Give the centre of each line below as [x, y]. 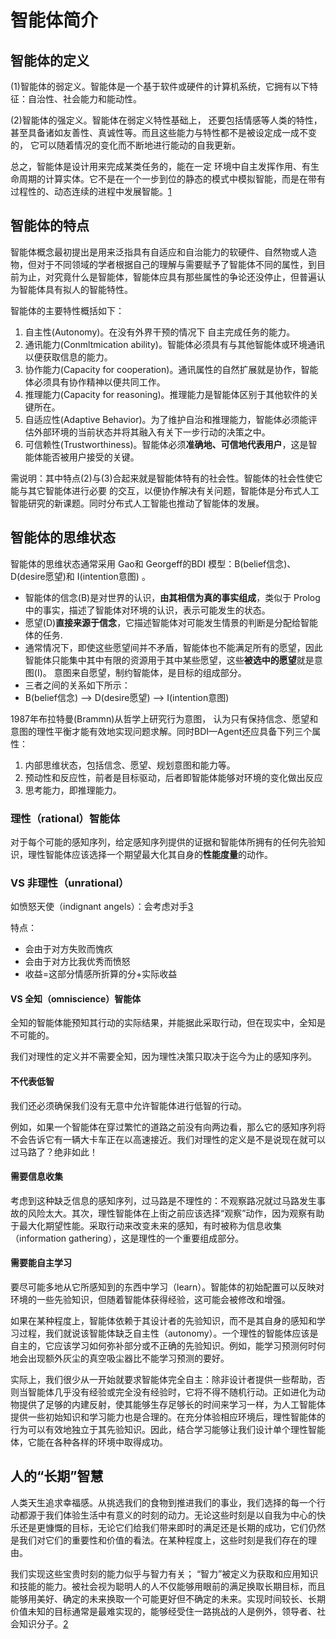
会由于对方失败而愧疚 [68, 949]
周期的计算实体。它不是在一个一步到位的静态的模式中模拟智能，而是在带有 [172, 179]
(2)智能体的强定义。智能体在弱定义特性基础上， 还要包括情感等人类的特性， [166, 120]
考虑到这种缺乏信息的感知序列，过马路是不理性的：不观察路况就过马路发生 [163, 1200]
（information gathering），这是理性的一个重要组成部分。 [127, 1238]
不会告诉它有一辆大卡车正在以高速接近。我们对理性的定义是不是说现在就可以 [168, 1139]
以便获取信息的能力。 [68, 357]
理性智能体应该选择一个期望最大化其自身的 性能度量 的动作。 [150, 854]
